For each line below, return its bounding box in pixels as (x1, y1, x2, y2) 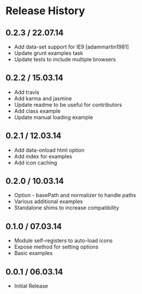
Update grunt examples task (14, 50, 83, 57)
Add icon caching (14, 159, 57, 166)
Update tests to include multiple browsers (14, 56, 116, 63)
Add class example (14, 107, 61, 115)
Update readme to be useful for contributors (14, 101, 122, 108)
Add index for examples (14, 152, 72, 160)
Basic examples (14, 250, 53, 257)
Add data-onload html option (14, 146, 85, 153)
